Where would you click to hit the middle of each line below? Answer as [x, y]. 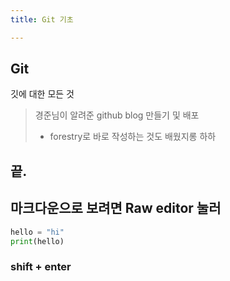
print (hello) [37, 241]
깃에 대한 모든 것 [42, 94]
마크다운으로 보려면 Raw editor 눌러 [116, 208]
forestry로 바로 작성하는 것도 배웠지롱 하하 [133, 137]
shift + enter [41, 267]
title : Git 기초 [42, 19]
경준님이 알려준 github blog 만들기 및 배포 [117, 115]
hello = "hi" [37, 232]
